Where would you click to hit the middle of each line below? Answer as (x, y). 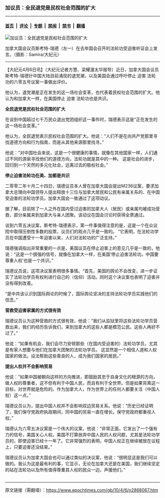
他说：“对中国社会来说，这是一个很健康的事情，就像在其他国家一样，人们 (79, 152)
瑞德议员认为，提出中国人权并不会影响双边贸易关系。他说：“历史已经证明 (79, 405)
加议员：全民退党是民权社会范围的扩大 (50, 7)
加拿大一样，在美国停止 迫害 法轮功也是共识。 (64, 98)
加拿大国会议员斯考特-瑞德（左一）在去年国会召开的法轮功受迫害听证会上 (79, 48)
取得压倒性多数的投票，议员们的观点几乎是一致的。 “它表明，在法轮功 (84, 231)
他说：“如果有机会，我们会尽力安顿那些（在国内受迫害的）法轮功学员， (77, 343)
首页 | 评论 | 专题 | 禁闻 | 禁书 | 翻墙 (45, 26)
